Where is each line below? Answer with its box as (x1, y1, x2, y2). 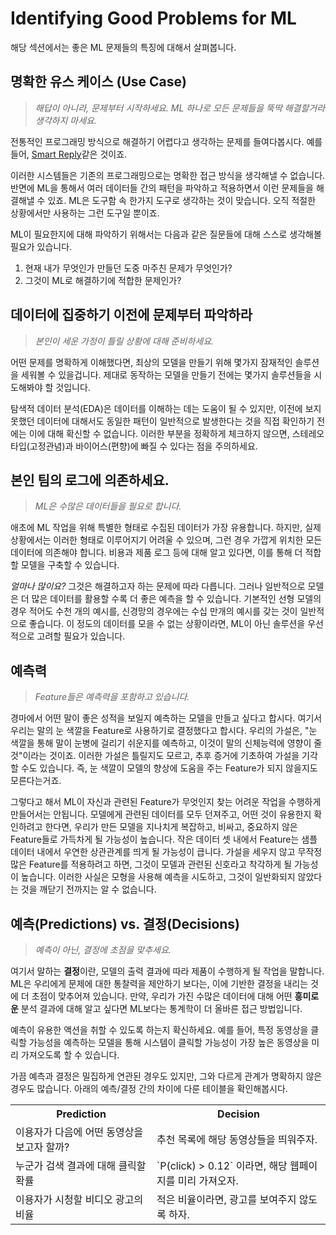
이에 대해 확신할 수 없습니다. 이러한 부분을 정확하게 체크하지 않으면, (28, 427, 290, 439)
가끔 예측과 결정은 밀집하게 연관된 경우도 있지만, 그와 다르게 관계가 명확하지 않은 (10, 1070, 323, 1082)
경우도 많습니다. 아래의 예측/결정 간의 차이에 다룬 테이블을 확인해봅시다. (10, 1083, 288, 1094)
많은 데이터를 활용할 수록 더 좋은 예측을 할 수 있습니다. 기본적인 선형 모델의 (31, 593, 322, 605)
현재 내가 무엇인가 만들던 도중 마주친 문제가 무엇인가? (24, 262, 233, 274)
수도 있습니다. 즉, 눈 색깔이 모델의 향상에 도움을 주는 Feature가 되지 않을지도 (20, 762, 318, 774)
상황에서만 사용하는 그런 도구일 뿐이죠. (10, 207, 160, 219)
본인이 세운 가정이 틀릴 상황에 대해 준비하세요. (34, 335, 215, 347)
